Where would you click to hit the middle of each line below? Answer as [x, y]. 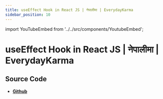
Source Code [26, 79]
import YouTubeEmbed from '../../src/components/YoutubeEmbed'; [74, 29]
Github [20, 91]
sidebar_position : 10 [28, 15]
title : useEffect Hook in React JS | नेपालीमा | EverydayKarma [69, 10]
